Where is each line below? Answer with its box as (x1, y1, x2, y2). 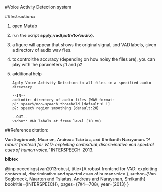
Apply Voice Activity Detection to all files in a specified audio (12, 80, 151, 85)
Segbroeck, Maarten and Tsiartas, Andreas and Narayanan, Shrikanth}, (5, 176, 147, 182)
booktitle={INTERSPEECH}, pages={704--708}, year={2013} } (5, 181, 129, 187)
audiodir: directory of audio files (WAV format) (12, 97, 115, 102)
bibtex (5, 157, 18, 162)
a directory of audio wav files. (12, 47, 72, 52)
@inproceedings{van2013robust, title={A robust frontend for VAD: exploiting (5, 166, 158, 172)
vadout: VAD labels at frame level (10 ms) (12, 119, 102, 123)
